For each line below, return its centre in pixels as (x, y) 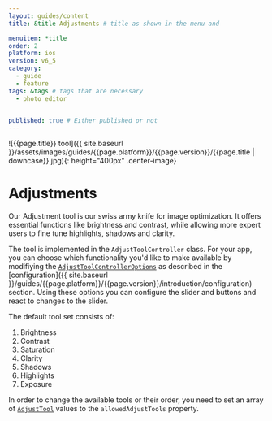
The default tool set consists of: (62, 317)
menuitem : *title (38, 38)
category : (25, 69)
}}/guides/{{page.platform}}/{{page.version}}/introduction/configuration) (130, 284)
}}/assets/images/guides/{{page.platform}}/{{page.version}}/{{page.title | (132, 152)
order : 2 (23, 46)
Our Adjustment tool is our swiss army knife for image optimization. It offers (135, 216)
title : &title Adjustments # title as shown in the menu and (114, 24)
